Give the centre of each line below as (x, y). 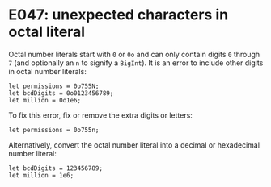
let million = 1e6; (41, 175)
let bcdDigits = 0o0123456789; (61, 93)
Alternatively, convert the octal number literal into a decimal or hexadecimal (134, 145)
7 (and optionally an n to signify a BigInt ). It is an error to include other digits (136, 63)
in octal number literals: (47, 71)
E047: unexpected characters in (119, 15)
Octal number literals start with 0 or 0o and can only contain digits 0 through (134, 54)
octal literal (47, 32)
